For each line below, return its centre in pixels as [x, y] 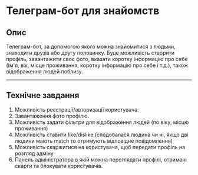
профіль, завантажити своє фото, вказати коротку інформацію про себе [97, 59]
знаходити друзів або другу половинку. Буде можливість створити [90, 53]
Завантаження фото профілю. [52, 116]
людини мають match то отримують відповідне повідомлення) [93, 141]
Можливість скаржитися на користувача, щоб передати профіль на [100, 147]
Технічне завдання [43, 95]
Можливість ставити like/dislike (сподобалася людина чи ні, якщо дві [101, 134]
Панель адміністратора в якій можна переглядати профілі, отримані [101, 159]
